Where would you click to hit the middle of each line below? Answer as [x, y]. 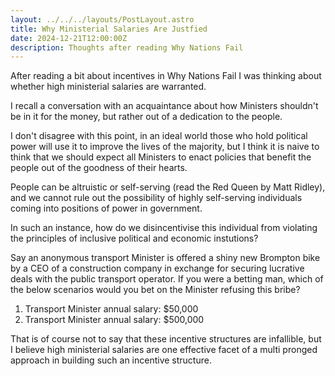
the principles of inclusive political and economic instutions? [134, 238]
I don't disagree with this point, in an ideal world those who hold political [159, 136]
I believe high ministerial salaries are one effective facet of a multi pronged [164, 350]
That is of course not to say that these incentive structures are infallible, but [166, 339]
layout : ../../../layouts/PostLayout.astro [102, 19]
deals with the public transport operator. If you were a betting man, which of [167, 279]
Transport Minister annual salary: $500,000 [114, 320]
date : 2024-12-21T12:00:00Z [69, 38]
